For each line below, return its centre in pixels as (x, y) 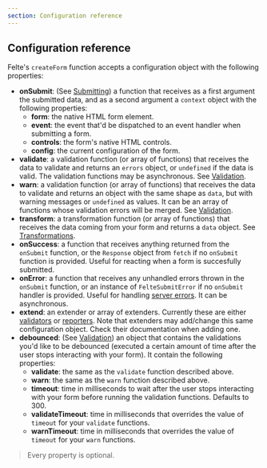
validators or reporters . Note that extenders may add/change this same (136, 321)
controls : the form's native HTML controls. (102, 142)
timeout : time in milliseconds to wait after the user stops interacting (142, 389)
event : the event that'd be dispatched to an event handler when (136, 126)
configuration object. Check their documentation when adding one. (130, 330)
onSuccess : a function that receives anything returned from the (124, 244)
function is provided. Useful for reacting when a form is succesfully (130, 262)
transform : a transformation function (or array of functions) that (124, 219)
